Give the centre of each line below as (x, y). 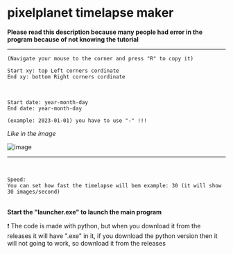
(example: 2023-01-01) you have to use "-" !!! (77, 120)
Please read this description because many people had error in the (105, 32)
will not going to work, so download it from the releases (87, 243)
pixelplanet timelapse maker (90, 13)
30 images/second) (34, 192)
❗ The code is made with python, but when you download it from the (104, 226)
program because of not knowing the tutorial (73, 39)
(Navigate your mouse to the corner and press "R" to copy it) (101, 58)
